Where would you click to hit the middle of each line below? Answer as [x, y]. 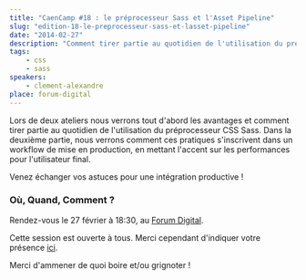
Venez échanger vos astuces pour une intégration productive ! [127, 176]
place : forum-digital [51, 94]
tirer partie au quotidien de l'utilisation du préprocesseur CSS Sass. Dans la [150, 130]
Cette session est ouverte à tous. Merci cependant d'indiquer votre [135, 237]
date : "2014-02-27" [46, 35]
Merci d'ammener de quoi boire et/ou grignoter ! [100, 264]
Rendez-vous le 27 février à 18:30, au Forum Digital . [107, 220]
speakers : [28, 78]
